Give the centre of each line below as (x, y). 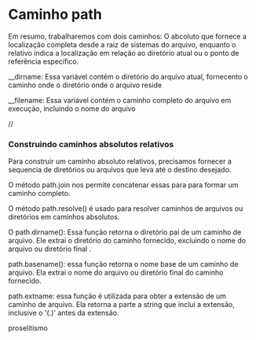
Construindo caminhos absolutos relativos (91, 144)
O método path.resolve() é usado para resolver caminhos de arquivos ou (126, 209)
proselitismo (28, 328)
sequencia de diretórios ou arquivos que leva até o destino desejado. (120, 170)
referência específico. (44, 61)
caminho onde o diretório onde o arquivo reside (85, 85)
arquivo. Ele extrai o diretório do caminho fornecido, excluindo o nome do (127, 241)
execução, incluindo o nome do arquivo (72, 109)
